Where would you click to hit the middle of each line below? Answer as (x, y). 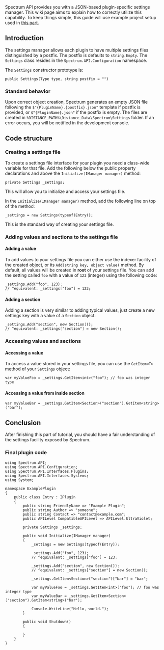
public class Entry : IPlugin (45, 497)
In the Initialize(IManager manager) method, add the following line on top (81, 201)
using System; (20, 480)
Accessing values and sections (43, 341)
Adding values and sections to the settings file (62, 237)
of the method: (20, 206)
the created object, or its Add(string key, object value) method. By (74, 265)
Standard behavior (28, 91)
